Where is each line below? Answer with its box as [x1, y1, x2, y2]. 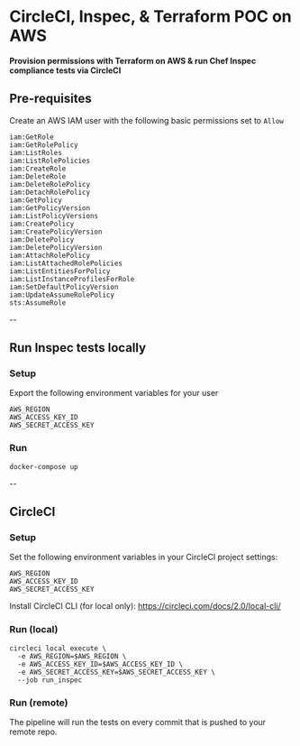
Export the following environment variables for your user [9, 388, 219, 399]
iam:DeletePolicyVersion [9, 243, 103, 252]
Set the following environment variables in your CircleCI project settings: [9, 552, 278, 563]
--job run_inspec [17, 675, 83, 685]
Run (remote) [9, 696, 68, 709]
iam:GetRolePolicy [9, 140, 78, 150]
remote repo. [9, 726, 58, 737]
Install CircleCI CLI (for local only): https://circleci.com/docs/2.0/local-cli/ [9, 601, 281, 612]
